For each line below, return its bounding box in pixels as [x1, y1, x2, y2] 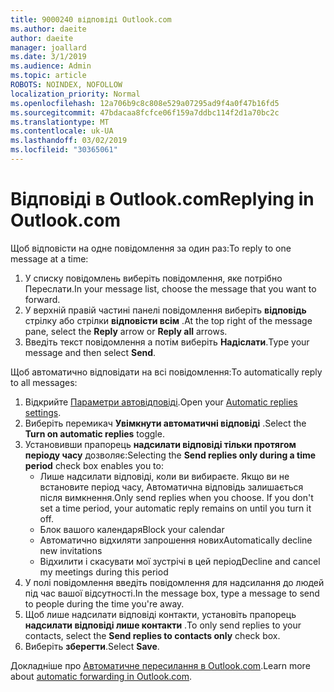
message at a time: [10, 252, 89, 265]
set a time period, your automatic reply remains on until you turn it [39, 502, 312, 514]
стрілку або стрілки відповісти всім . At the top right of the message [24, 314, 313, 326]
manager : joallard [10, 42, 87, 53]
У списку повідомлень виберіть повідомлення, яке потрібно [24, 272, 283, 284]
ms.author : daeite [10, 24, 87, 34]
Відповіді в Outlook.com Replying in [10, 188, 315, 211]
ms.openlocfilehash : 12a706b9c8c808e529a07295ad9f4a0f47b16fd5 [10, 98, 280, 108]
